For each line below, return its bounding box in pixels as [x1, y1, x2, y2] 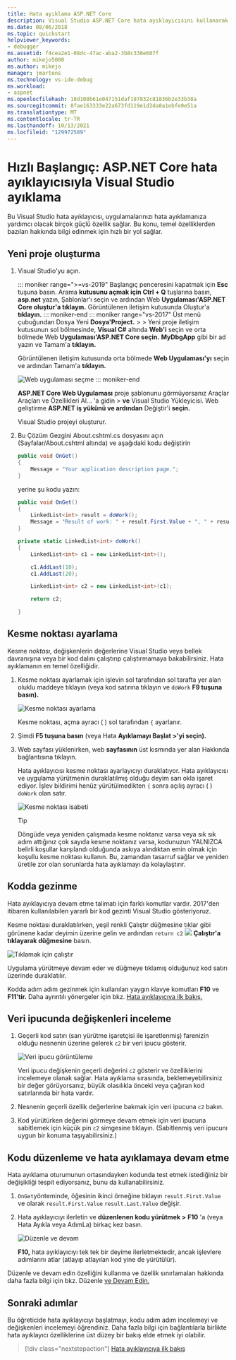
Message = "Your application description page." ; [30, 466, 179, 473]
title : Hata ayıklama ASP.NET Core [7, 10, 112, 18]
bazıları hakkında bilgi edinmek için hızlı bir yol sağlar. [7, 227, 163, 236]
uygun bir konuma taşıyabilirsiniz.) [17, 1131, 118, 1140]
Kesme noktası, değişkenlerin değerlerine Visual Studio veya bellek [7, 646, 202, 655]
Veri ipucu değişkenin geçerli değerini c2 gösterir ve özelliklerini [17, 1066, 203, 1075]
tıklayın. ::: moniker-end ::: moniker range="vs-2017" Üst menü [17, 310, 201, 319]
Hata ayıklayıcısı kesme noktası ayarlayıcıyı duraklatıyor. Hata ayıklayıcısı [17, 766, 229, 774]
